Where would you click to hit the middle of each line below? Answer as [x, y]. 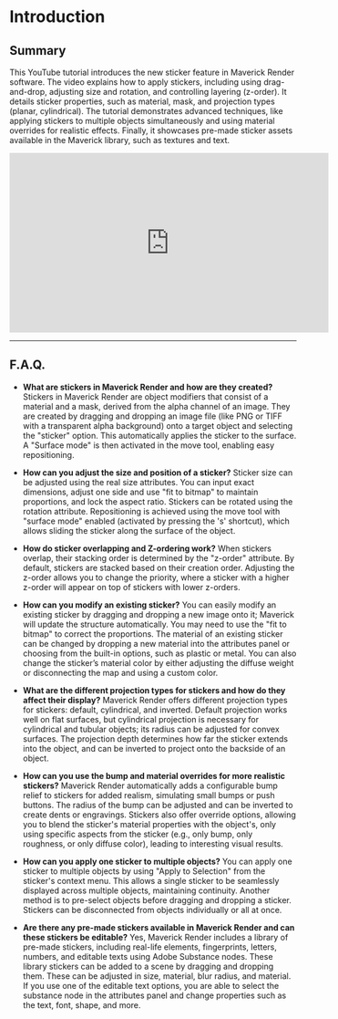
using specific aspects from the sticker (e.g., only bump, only [138, 834]
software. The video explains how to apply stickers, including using [136, 82]
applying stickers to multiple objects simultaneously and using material [142, 121]
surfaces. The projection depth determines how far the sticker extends [155, 738]
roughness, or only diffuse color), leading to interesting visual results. [153, 843]
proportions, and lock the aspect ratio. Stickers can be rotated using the [158, 501]
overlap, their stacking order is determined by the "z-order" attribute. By [158, 557]
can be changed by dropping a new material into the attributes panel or [156, 643]
